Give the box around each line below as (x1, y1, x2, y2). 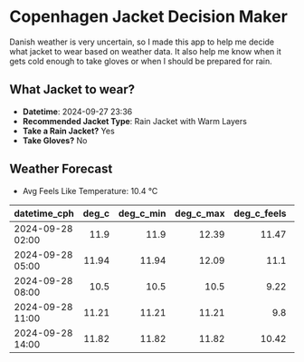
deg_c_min (118, 207, 166, 220)
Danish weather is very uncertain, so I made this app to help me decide (9, 36, 275, 47)
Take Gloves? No (22, 134, 88, 146)
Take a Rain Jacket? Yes (22, 125, 115, 136)
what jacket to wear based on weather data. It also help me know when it (9, 45, 282, 56)
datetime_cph (14, 207, 75, 220)
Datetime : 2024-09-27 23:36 (22, 106, 133, 117)
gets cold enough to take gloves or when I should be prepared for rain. (9, 55, 273, 66)
